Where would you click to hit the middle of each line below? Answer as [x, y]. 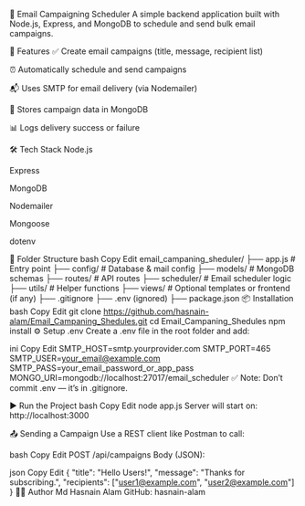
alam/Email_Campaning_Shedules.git [79, 321]
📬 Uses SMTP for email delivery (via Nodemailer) [104, 88]
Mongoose [30, 223]
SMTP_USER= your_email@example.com [85, 358]
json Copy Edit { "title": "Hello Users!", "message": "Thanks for [127, 472]
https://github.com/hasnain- [157, 311]
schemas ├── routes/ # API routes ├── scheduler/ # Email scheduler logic [151, 278]
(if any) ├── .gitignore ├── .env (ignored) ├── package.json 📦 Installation [152, 298]
